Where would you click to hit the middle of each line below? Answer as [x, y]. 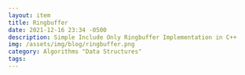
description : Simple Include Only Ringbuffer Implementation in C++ [122, 37]
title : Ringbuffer [38, 23]
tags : [17, 59]
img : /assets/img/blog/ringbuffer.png [71, 45]
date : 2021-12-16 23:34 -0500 [58, 30]
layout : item [29, 15]
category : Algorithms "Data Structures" [75, 52]
